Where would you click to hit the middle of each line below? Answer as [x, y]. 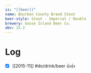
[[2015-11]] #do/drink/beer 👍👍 [44, 66]
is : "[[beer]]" [21, 10]
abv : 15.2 [15, 28]
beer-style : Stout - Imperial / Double [46, 19]
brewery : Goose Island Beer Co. [38, 23]
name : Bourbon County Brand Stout [40, 14]
